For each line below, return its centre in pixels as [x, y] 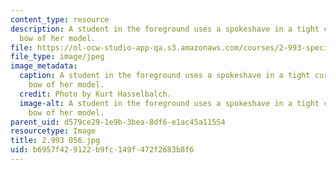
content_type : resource [60, 19]
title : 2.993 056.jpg [55, 141]
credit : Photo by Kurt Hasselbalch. [95, 94]
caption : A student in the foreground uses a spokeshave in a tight [165, 76]
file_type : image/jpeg [57, 57]
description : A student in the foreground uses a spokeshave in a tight [165, 29]
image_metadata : [44, 66]
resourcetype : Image [53, 131]
